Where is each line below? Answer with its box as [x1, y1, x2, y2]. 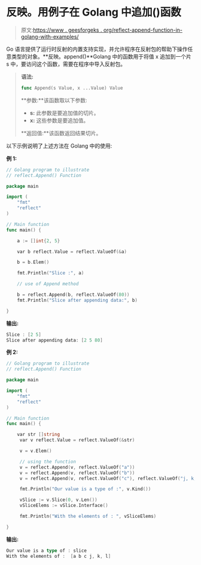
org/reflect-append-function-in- [103, 26, 182, 33]
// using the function [19, 459, 77, 465]
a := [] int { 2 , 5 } [17, 237, 60, 244]
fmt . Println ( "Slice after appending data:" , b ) [17, 297, 138, 303]
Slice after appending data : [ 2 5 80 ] [6, 337, 103, 343]
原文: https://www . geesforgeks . [20, 26, 102, 33]
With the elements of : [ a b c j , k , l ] [6, 553, 111, 559]
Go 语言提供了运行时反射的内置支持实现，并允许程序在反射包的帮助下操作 [6, 45, 188, 53]
